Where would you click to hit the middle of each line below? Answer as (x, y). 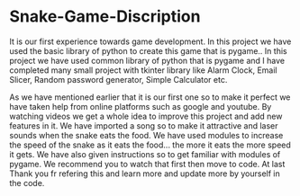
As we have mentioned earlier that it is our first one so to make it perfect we (150, 97)
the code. (27, 183)
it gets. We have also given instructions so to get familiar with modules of (145, 154)
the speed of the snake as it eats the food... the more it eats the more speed (150, 145)
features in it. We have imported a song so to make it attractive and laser (144, 125)
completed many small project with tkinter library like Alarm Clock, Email (143, 70)
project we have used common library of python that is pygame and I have (147, 60)
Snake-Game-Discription (105, 17)
